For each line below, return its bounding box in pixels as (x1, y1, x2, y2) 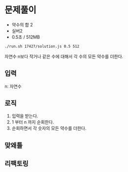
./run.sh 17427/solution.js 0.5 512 (4, 44, 79, 49)
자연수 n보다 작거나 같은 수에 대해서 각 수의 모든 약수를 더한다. (4, 53, 124, 59)
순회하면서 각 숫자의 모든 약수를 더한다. (11, 125, 87, 131)
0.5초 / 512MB (11, 34, 40, 40)
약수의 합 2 (11, 22, 33, 28)
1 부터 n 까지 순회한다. (11, 119, 54, 125)
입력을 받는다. (11, 113, 39, 119)
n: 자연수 (4, 83, 22, 89)
